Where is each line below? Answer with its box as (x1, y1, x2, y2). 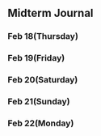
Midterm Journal (7, 6, 94, 20)
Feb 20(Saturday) (7, 74, 78, 86)
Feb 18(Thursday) (7, 31, 78, 42)
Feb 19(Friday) (7, 53, 65, 64)
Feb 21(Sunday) (7, 96, 70, 108)
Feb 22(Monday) (7, 117, 74, 129)
